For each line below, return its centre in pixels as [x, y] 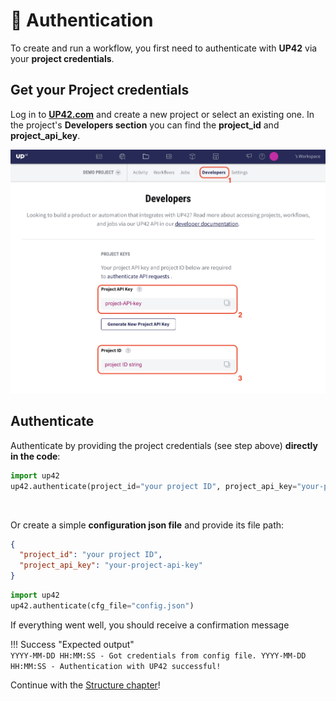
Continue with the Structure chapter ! [85, 685]
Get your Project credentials [100, 90]
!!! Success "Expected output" [72, 644]
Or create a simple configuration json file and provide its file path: [147, 525]
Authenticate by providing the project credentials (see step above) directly [164, 445]
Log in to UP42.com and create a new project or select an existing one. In [162, 114]
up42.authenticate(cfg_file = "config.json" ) [102, 605]
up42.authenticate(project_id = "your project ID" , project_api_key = [154, 486]
